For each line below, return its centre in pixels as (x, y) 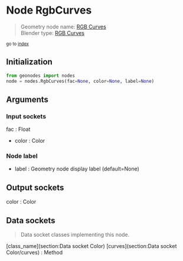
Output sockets (35, 187)
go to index (18, 44)
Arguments (27, 99)
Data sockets (31, 220)
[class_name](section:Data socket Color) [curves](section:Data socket (91, 246)
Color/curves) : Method (35, 253)
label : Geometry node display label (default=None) (77, 169)
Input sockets (26, 116)
